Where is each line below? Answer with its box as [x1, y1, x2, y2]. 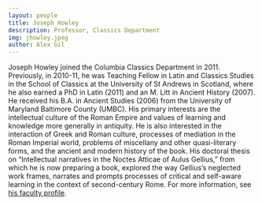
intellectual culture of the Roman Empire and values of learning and [8, 113, 227, 122]
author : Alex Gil [8, 41, 65, 49]
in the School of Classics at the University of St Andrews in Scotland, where [8, 80, 254, 89]
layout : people [8, 11, 58, 20]
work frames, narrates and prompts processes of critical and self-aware [8, 171, 242, 181]
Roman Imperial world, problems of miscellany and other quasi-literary [8, 138, 237, 147]
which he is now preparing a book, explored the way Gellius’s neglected [8, 163, 242, 173]
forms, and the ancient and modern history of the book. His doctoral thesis [8, 147, 250, 156]
